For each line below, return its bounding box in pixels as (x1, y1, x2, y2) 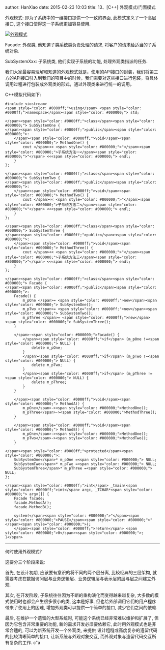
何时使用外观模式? (5, 549, 42, 555)
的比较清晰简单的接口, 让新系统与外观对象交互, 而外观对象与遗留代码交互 (5, 634, 152, 639)
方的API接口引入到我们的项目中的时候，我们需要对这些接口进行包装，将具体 (5, 75, 159, 81)
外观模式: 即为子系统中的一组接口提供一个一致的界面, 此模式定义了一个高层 (5, 15, 156, 21)
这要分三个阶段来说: (5, 559, 46, 565)
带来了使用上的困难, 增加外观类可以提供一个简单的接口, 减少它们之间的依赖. (5, 605, 158, 610)
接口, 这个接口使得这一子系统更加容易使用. (5, 21, 91, 27)
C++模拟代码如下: (5, 92, 41, 97)
